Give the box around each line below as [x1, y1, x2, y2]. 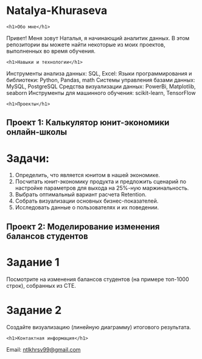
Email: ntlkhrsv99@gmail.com [6, 346, 81, 353]
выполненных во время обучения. [6, 47, 96, 55]
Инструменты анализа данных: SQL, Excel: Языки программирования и [6, 69, 192, 77]
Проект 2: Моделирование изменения [6, 221, 160, 232]
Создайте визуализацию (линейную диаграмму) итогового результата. [6, 323, 192, 330]
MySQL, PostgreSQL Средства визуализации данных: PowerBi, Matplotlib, [6, 83, 196, 90]
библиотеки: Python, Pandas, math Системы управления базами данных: [6, 76, 196, 83]
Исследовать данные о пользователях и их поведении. [15, 204, 159, 211]
